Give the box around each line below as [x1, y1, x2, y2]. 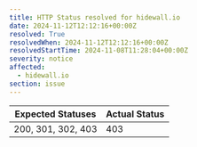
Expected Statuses [14, 108, 97, 120]
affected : [9, 63, 46, 72]
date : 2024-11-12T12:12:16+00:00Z [9, 21, 138, 30]
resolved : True [9, 29, 66, 38]
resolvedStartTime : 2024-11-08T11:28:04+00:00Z [9, 46, 189, 55]
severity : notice [9, 54, 74, 63]
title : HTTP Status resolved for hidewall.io [9, 12, 180, 22]
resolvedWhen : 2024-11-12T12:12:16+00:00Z [9, 37, 169, 47]
